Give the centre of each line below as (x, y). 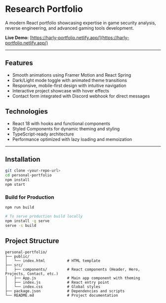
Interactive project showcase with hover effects (61, 90)
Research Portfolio (44, 9)
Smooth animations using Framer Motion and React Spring (72, 75)
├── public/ (17, 257)
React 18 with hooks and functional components (61, 123)
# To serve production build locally (44, 216)
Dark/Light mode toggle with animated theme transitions (70, 80)
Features (19, 63)
